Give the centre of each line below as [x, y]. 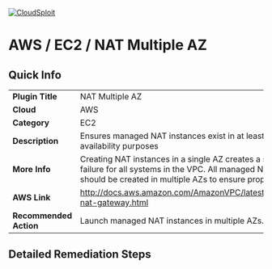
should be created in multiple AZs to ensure [162, 179]
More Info [32, 169]
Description [36, 141]
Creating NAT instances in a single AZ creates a [170, 159]
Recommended [42, 216]
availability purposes [119, 146]
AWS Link [32, 198]
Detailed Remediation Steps [80, 254]
